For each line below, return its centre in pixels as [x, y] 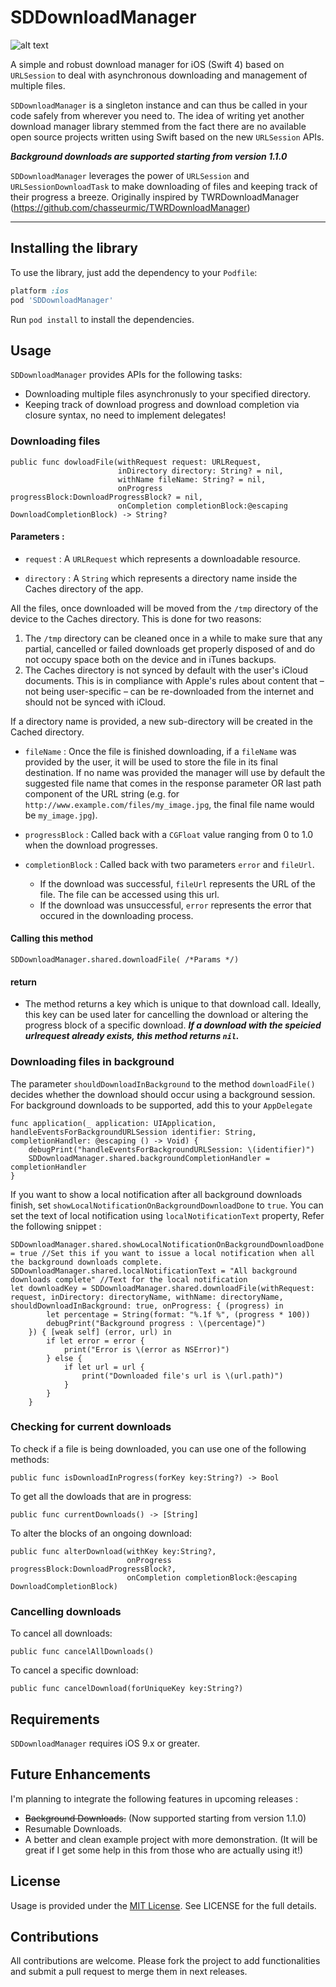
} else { [64, 1358]
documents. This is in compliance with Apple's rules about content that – [174, 680]
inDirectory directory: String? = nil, [200, 471]
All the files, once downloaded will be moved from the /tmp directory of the [164, 608]
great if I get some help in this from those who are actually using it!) [164, 1850]
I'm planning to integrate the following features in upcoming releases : [154, 1798]
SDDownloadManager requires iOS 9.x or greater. [105, 1743]
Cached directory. [47, 732]
